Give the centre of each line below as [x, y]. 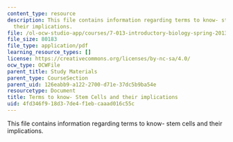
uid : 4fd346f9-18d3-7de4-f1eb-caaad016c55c [71, 104]
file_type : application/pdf [48, 46]
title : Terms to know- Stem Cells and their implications [93, 98]
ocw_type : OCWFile [34, 65]
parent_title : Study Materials [52, 71]
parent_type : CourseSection [48, 78]
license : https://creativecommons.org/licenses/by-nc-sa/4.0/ [99, 59]
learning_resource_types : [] [49, 53]
